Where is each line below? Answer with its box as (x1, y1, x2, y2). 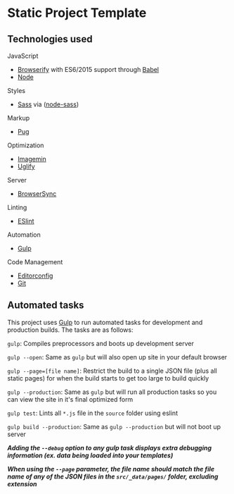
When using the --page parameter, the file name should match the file (7, 464, 215, 473)
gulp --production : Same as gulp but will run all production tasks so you (7, 388, 217, 396)
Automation (7, 230, 41, 239)
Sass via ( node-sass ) (17, 100, 79, 109)
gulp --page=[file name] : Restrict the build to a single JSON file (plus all (7, 366, 218, 375)
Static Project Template (7, 5, 147, 21)
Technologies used (7, 33, 93, 45)
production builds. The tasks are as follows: (7, 326, 134, 334)
